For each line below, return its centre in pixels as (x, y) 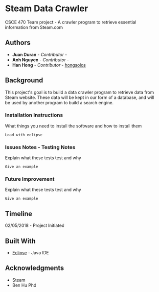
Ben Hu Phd (24, 285)
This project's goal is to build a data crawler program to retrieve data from (79, 92)
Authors (18, 43)
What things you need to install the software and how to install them (73, 126)
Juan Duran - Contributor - (40, 54)
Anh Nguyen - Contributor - (41, 60)
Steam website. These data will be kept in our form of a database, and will (79, 97)
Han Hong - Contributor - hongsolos (49, 65)
